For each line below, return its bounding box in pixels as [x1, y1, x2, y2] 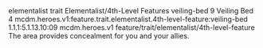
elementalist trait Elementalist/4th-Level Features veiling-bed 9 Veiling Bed [8, 6, 253, 15]
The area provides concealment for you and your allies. [8, 31, 190, 40]
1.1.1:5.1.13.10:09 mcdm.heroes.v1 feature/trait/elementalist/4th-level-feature [8, 23, 255, 32]
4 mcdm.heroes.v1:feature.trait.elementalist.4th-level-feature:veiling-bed [8, 14, 249, 24]
